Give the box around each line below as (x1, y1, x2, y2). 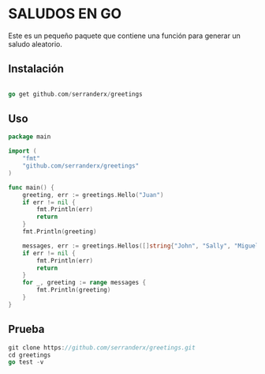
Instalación (8, 62, 65, 76)
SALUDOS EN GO (8, 5, 122, 23)
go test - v (8, 358, 44, 366)
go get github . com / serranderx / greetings (8, 90, 144, 98)
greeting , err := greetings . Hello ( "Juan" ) (22, 191, 164, 198)
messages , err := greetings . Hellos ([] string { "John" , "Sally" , (22, 242, 231, 250)
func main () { (8, 183, 55, 191)
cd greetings (8, 351, 51, 359)
